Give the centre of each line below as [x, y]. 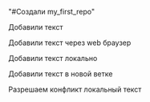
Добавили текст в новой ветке [61, 74]
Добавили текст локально [53, 58]
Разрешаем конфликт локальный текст [75, 89]
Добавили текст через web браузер [70, 43]
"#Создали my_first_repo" [51, 12]
